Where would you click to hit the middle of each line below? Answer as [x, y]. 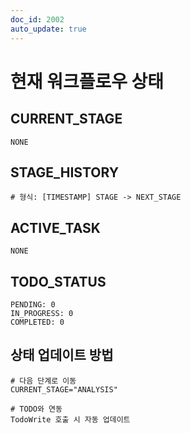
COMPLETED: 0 [37, 322]
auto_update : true [48, 29]
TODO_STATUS [58, 281]
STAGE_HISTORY [65, 172]
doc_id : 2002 [37, 19]
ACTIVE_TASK [55, 227]
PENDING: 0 [33, 304]
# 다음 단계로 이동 [43, 381]
